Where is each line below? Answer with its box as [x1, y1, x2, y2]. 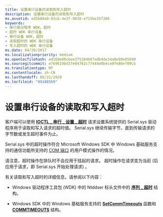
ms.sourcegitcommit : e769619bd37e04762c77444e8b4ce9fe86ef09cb [5, 61, 136, 66]
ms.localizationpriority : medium [5, 52, 73, 57]
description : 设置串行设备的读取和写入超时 [5, 12, 84, 17]
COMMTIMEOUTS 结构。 [12, 207, 64, 213]
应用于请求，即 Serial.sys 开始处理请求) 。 [5, 164, 90, 169]
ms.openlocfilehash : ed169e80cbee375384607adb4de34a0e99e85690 [5, 57, 136, 62]
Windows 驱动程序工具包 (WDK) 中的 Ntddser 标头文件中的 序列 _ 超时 [12, 184, 153, 190]
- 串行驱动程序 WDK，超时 [5, 25, 51, 30]
